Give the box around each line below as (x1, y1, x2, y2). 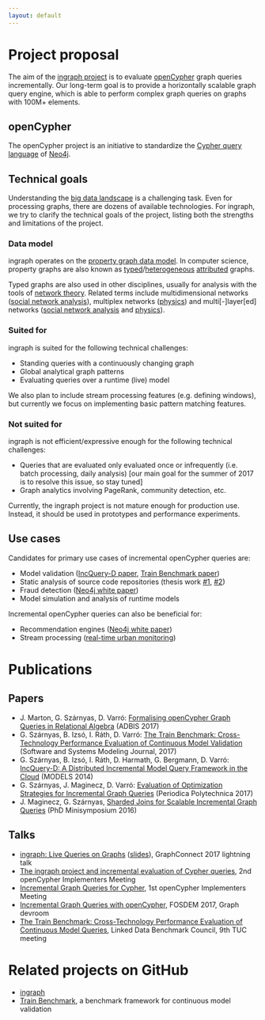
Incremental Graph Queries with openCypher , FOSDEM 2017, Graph (19, 900, 240, 909)
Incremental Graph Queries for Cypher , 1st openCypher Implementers (19, 883, 247, 893)
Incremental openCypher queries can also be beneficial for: (8, 609, 203, 618)
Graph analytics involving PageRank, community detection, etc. (19, 486, 227, 495)
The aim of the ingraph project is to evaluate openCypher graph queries (8, 72, 243, 82)
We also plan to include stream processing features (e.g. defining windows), (8, 390, 257, 400)
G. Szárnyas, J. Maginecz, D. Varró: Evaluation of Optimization (19, 780, 223, 790)
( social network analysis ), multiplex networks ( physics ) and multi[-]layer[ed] (8, 297, 257, 306)
